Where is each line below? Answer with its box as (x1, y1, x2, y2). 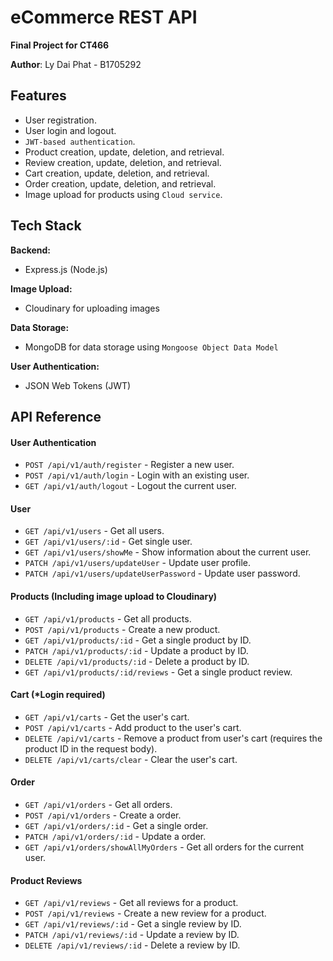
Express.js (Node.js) (24, 263, 108, 275)
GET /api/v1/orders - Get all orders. (24, 798, 173, 810)
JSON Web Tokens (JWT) (24, 379, 132, 391)
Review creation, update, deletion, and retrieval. (24, 156, 222, 168)
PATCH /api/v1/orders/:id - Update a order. (24, 830, 207, 842)
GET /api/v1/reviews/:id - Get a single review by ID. (24, 918, 242, 930)
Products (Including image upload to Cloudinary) (10, 590, 218, 602)
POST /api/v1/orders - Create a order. (24, 809, 182, 821)
